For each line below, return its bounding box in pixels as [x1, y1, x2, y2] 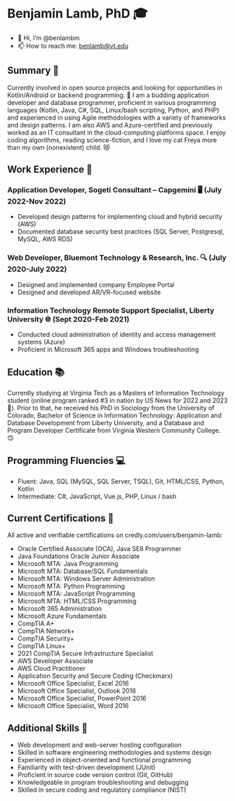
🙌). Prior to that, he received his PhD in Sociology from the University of [7, 403, 215, 412]
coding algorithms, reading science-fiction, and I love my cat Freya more [7, 135, 217, 144]
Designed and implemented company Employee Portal [17, 280, 175, 289]
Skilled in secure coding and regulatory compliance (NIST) [17, 786, 187, 794]
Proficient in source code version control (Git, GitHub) [17, 771, 173, 779]
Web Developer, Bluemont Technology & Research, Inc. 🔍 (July [7, 253, 227, 263]
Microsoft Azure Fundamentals [17, 612, 107, 620]
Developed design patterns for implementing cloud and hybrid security [17, 213, 222, 221]
